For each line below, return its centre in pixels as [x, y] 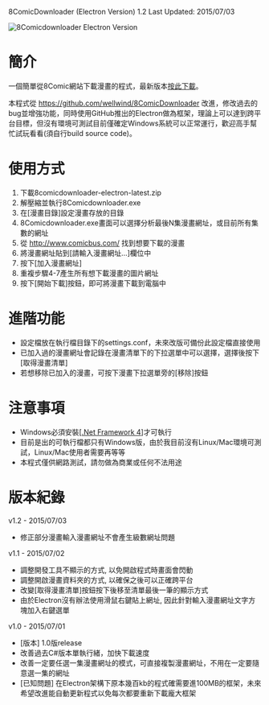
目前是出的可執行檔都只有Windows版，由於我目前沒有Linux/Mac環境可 [137, 442]
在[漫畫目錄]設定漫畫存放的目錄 [72, 212]
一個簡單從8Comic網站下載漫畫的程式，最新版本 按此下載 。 [106, 86]
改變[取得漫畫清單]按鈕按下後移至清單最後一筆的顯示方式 [114, 590]
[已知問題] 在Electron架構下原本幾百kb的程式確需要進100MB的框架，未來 [141, 682]
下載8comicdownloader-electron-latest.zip [91, 192]
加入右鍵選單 [48, 610]
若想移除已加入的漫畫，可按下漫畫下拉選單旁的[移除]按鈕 [114, 373]
